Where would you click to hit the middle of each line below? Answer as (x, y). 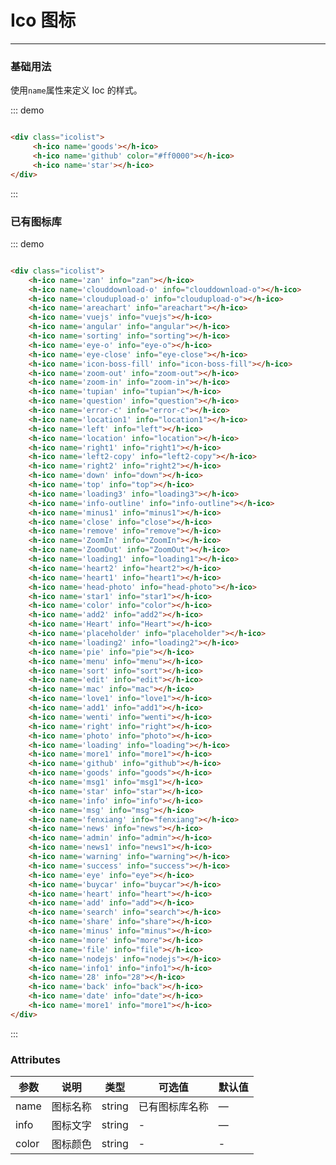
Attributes (35, 1059)
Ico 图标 (43, 20)
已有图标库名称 (173, 1107)
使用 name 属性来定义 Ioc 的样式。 (76, 90)
